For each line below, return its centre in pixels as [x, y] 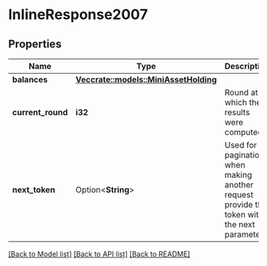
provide [239, 204]
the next [240, 224]
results [237, 112]
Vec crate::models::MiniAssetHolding [146, 79]
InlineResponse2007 [78, 15]
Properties [35, 44]
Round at [241, 93]
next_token [34, 190]
